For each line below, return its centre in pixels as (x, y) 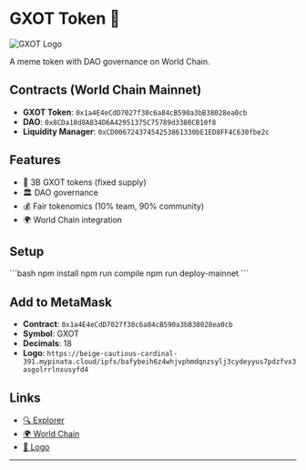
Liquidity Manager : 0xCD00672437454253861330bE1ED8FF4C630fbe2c (146, 131)
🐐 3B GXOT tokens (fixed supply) (85, 182)
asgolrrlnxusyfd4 (56, 370)
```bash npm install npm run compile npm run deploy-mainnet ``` (129, 273)
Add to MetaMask (61, 302)
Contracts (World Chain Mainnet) (106, 90)
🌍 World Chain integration (72, 220)
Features (35, 160)
